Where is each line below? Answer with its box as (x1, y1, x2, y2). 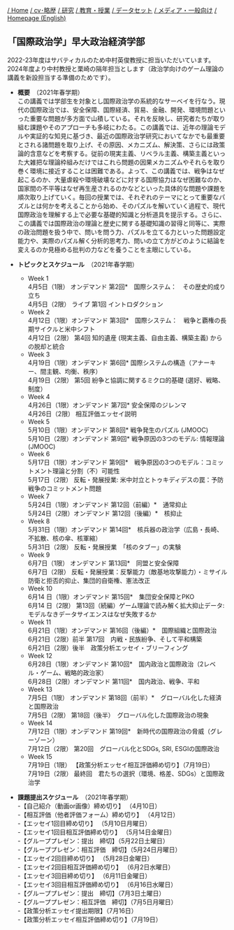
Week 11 (27, 618, 52, 626)
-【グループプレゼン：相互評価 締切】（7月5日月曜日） (17, 897, 177, 906)
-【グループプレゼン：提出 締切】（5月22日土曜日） (17, 836, 169, 845)
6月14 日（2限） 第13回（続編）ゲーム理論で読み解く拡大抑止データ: (27, 601, 225, 609)
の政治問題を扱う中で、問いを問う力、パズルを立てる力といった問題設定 (17, 228, 226, 236)
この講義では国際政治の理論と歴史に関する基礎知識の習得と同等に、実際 (17, 219, 226, 227)
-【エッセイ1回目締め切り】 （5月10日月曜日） (17, 819, 152, 827)
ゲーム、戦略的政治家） (40, 668, 108, 676)
